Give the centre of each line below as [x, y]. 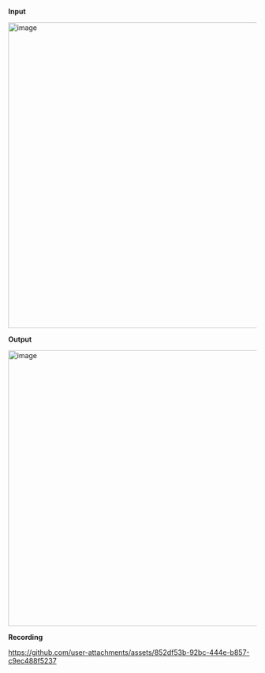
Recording [26, 637]
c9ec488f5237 [32, 661]
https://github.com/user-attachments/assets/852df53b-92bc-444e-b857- [129, 652]
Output [20, 339]
